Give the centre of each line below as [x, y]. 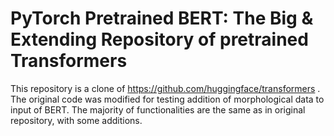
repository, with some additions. [76, 120]
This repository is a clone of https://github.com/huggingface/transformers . [165, 88]
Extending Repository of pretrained [159, 39]
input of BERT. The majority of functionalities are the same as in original [158, 109]
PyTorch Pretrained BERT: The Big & [162, 18]
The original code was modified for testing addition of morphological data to [167, 99]
